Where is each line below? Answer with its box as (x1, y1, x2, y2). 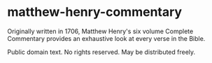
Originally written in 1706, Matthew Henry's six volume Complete (7, 27, 194, 35)
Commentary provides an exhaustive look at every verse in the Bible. (7, 34, 206, 42)
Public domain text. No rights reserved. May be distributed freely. (7, 48, 196, 56)
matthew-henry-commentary (7, 4, 183, 20)
